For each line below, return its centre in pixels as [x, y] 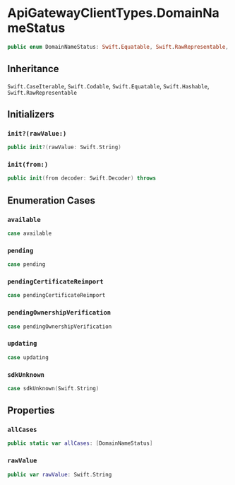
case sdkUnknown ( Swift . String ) [53, 388]
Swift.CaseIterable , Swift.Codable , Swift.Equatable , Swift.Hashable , [108, 86]
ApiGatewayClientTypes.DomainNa [114, 13]
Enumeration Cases [52, 200]
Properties [31, 410]
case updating [28, 357]
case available [30, 234]
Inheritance [33, 69]
